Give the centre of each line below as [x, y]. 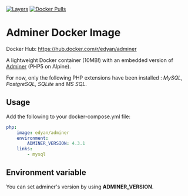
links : [25, 149]
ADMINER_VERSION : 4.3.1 [56, 143]
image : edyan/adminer [43, 133]
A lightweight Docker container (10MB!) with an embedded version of [90, 60]
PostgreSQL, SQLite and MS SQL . [46, 84]
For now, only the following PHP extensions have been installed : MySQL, [95, 78]
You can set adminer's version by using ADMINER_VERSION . [80, 187]
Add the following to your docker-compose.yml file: [68, 116]
